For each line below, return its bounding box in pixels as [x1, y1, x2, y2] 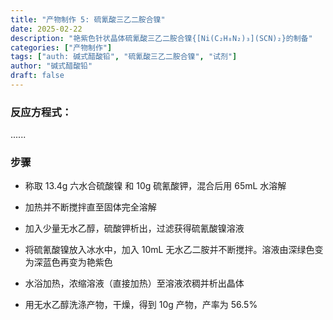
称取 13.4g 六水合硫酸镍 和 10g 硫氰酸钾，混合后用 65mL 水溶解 [24, 180, 287, 192]
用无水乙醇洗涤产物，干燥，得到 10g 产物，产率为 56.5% [24, 299, 258, 311]
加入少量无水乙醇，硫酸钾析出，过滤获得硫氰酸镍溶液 [24, 222, 245, 235]
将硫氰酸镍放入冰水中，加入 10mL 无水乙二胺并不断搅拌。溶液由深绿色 [24, 244, 315, 256]
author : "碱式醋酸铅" [10, 61, 93, 71]
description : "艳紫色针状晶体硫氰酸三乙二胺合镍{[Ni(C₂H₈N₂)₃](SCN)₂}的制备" [10, 33, 313, 43]
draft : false [10, 71, 65, 81]
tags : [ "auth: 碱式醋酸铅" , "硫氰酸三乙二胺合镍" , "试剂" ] [10, 52, 238, 62]
